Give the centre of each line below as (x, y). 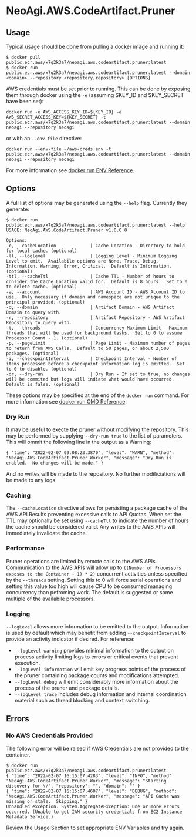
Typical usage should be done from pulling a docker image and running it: (95, 46)
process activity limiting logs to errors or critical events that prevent (96, 657)
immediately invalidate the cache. (47, 533)
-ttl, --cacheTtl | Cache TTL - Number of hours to (90, 276)
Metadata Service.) (30, 817)
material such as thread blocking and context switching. (82, 700)
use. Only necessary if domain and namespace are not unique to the (93, 297)
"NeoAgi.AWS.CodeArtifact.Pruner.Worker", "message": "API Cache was (93, 796)
